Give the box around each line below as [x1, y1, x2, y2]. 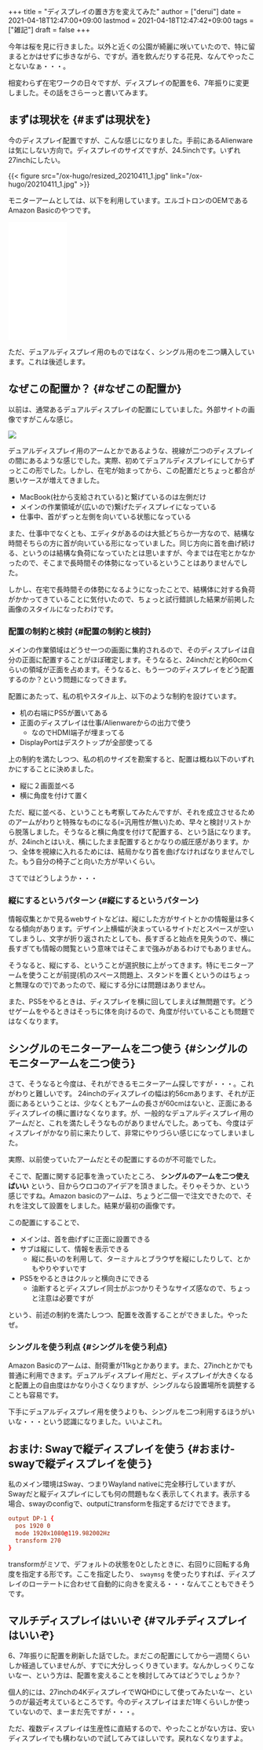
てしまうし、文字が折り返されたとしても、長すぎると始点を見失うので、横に [8, 934, 255, 943]
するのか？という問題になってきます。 [8, 674, 131, 684]
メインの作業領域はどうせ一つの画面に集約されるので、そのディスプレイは [8, 644, 249, 655]
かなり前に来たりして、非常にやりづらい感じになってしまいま [49, 1128, 249, 1138]
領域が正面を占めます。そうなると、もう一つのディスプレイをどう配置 [28, 664, 254, 674]
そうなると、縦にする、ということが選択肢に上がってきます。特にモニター [8, 961, 247, 970]
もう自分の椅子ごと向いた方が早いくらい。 [21, 856, 159, 866]
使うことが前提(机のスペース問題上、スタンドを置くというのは [28, 970, 230, 980]
